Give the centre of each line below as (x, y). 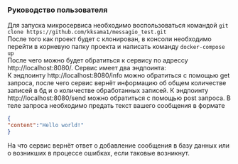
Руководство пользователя (58, 10)
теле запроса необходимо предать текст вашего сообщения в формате (116, 106)
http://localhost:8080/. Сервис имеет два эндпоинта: (87, 68)
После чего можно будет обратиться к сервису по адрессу (98, 60)
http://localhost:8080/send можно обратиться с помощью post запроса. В (119, 98)
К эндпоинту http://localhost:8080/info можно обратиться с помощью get (119, 75)
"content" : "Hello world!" (45, 126)
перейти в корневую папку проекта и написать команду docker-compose (116, 47)
